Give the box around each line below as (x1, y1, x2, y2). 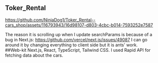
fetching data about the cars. (5, 52, 63, 58)
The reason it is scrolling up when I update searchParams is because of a (5, 31, 153, 37)
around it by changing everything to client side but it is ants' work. (5, 42, 138, 48)
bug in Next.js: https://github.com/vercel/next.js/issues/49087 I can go (5, 37, 148, 42)
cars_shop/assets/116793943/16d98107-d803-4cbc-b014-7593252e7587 (5, 22, 154, 28)
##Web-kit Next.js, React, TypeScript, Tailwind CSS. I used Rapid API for (5, 47, 151, 53)
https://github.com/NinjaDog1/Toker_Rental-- (5, 17, 96, 22)
